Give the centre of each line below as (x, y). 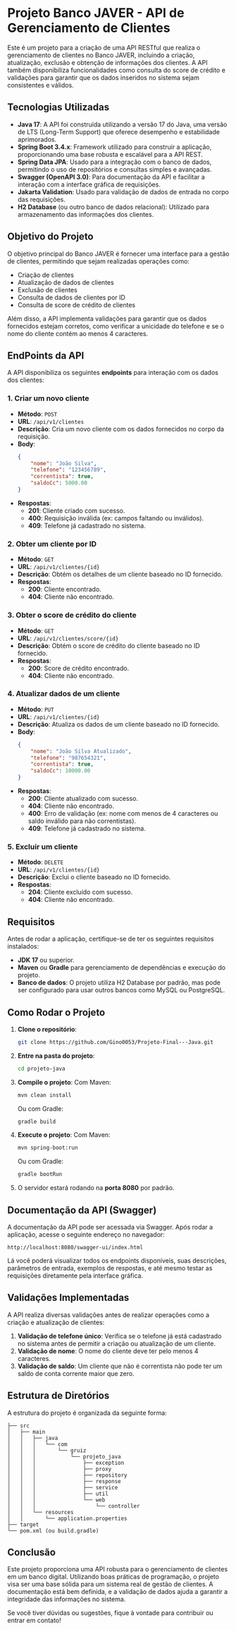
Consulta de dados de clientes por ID (71, 297)
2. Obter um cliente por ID (52, 544)
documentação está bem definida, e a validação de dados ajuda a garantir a (118, 1592)
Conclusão (32, 1553)
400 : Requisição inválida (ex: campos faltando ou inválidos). (116, 518)
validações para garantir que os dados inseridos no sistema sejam (103, 77)
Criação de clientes (45, 275)
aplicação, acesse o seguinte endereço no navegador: (86, 1235)
